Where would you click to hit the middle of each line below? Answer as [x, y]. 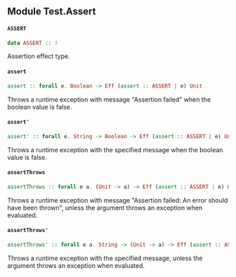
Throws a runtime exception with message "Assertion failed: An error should [118, 200]
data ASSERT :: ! [33, 43]
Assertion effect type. [39, 56]
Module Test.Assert [52, 12]
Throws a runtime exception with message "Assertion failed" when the [109, 99]
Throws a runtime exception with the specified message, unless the [105, 258]
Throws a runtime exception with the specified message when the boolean [115, 149]
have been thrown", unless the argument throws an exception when [105, 208]
